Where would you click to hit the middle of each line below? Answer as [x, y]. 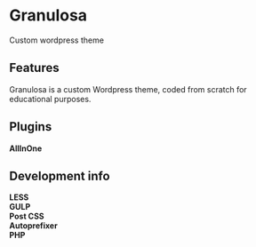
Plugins [31, 127]
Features [34, 68]
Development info [60, 175]
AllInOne [26, 148]
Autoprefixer [33, 226]
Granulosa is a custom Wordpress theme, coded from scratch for [128, 89]
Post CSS [27, 216]
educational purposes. [50, 99]
